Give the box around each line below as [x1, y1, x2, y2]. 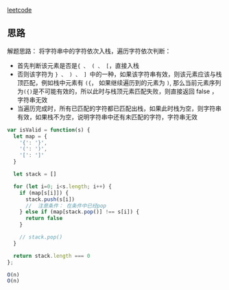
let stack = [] [13, 171, 57, 178]
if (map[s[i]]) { [19, 189, 69, 196]
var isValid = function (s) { [7, 126, 91, 133]
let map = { [13, 133, 48, 140]
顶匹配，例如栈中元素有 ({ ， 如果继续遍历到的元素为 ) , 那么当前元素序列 [16, 78, 221, 86]
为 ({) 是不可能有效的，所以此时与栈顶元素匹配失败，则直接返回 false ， [16, 87, 218, 95]
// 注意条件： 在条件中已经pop [25, 202, 107, 209]
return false [25, 215, 63, 222]
